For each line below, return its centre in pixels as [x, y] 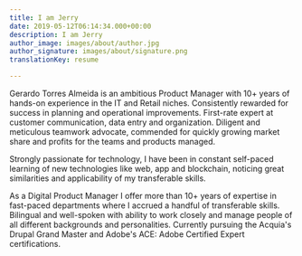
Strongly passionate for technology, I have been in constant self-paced [142, 159]
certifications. [35, 244]
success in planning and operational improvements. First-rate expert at [142, 113]
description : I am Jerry [56, 34]
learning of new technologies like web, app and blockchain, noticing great [147, 169]
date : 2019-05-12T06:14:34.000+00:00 [80, 26]
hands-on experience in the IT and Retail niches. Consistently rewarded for [149, 103]
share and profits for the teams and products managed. [113, 142]
